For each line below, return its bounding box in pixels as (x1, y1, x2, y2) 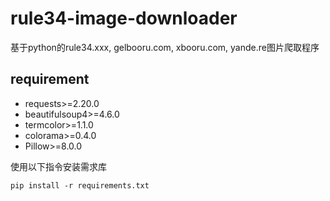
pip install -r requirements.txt (10, 180, 150, 191)
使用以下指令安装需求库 (10, 160, 107, 172)
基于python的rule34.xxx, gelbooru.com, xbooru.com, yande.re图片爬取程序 (10, 41, 320, 53)
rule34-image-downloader (10, 7, 238, 30)
